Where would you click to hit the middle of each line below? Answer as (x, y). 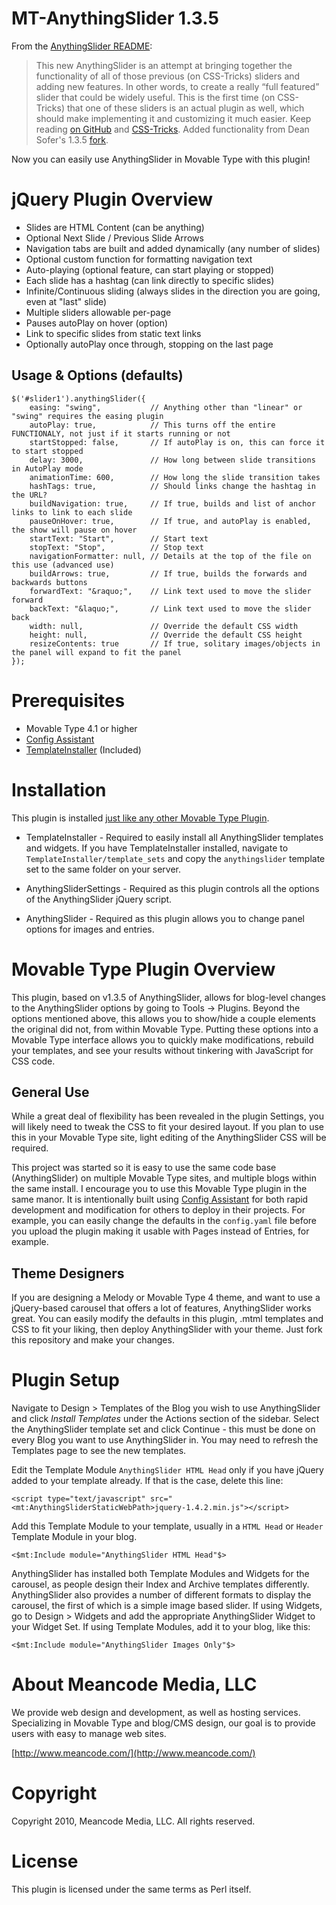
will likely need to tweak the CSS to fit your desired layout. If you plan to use (168, 1127)
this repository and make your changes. (93, 1340)
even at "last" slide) (66, 301)
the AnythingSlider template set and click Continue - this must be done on (163, 1429)
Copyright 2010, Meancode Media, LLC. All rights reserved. (133, 1821)
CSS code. (33, 1061)
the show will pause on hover (74, 530)
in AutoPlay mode (47, 468)
